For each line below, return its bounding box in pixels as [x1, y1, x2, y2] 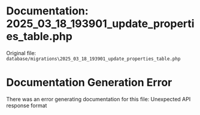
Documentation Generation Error [6, 76, 172, 89]
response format [6, 102, 47, 109]
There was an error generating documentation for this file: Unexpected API [6, 95, 191, 102]
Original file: [6, 49, 37, 56]
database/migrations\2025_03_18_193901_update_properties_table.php [6, 56, 181, 62]
